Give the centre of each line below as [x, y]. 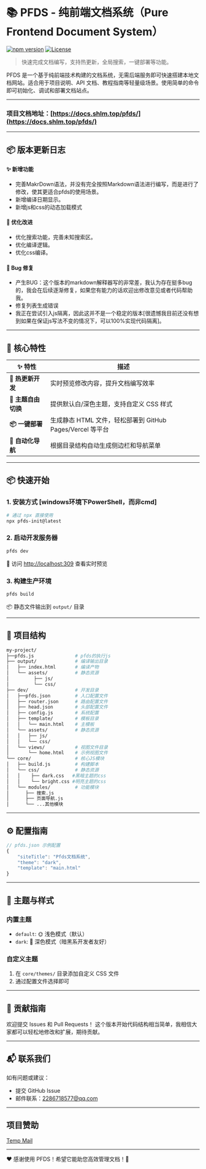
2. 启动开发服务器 [32, 538]
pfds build [20, 594]
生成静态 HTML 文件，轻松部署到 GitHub [108, 420]
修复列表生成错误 [37, 305]
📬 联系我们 [29, 1059]
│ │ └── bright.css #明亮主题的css [56, 781]
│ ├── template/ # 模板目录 [53, 719]
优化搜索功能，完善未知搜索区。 [55, 237]
